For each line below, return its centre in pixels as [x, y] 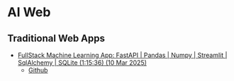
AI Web [29, 12]
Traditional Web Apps [56, 38]
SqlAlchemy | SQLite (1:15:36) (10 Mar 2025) [82, 63]
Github [38, 70]
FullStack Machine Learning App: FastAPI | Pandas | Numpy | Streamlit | [122, 55]
